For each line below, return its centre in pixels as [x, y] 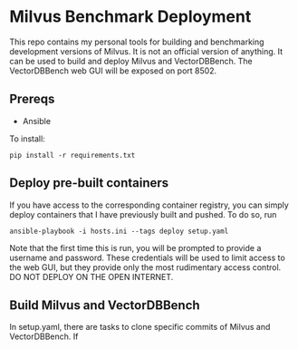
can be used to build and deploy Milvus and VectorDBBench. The [131, 61]
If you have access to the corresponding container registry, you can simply [149, 205]
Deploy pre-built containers [89, 183]
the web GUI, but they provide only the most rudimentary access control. [145, 267]
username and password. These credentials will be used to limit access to [147, 257]
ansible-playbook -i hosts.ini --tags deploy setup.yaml [119, 231]
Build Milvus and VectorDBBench [105, 305]
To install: [27, 139]
